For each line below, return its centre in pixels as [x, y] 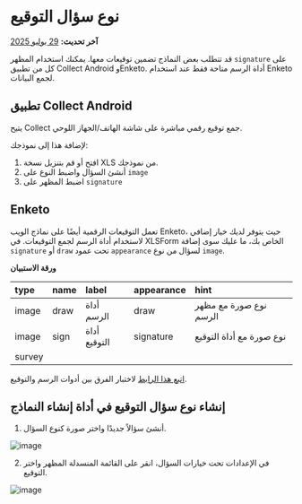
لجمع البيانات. [33, 77]
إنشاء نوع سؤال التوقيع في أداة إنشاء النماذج [118, 407]
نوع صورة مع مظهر [231, 305]
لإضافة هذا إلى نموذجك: [49, 144]
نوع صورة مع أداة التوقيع [240, 336]
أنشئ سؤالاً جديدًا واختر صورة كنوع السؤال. [95, 429]
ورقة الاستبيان [33, 267]
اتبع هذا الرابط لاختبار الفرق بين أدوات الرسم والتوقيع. [99, 378]
